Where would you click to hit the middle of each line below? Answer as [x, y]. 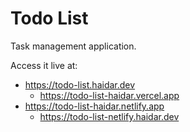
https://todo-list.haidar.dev [80, 84]
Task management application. [73, 46]
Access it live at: [44, 65]
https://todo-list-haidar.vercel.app [109, 95]
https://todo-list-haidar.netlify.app [94, 106]
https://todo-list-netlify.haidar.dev [109, 116]
